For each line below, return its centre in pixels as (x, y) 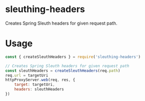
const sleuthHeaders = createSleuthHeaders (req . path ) (63, 71)
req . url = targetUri (27, 75)
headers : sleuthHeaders (39, 89)
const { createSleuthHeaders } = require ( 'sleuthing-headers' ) (73, 57)
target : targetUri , (35, 85)
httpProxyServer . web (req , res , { (40, 80)
